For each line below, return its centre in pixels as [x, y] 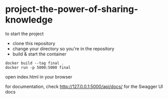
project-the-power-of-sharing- [72, 9]
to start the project [24, 33]
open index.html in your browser [39, 76]
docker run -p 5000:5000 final [38, 67]
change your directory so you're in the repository [63, 48]
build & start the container [39, 54]
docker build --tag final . [35, 63]
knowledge [29, 20]
